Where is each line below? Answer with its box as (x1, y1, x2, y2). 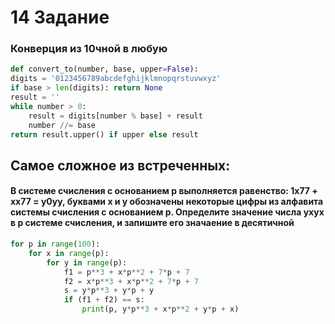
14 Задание (10, 6, 110, 29)
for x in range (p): (28, 248, 110, 258)
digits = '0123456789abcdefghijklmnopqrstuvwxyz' (10, 74, 222, 84)
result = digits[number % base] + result (28, 111, 203, 121)
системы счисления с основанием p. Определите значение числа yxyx (10, 206, 325, 218)
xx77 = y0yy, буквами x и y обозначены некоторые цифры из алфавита (10, 196, 324, 208)
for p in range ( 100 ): (10, 239, 101, 250)
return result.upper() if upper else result (10, 129, 199, 140)
